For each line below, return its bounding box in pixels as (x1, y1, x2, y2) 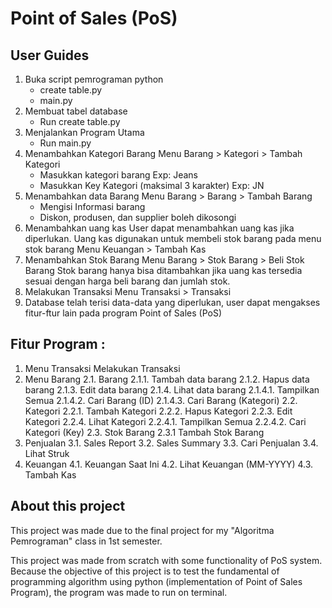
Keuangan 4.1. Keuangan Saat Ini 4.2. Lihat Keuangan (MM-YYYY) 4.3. (24, 458, 314, 470)
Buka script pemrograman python (24, 73, 164, 85)
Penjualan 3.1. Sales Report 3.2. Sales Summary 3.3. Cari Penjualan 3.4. (24, 437, 319, 449)
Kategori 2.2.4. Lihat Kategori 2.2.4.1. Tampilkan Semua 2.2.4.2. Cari (24, 415, 307, 427)
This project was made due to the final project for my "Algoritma (10, 524, 275, 536)
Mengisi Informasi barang (39, 201, 146, 212)
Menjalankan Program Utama (24, 127, 145, 138)
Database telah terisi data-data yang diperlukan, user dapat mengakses (24, 297, 321, 308)
